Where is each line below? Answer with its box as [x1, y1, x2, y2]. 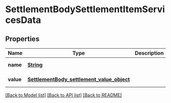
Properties [5, 35, 40, 43]
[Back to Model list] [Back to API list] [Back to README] [5, 92, 122, 98]
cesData [5, 14, 41, 26]
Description [134, 50, 164, 56]
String [27, 61, 43, 68]
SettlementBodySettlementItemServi [5, 4, 165, 15]
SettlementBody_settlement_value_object [27, 76, 130, 83]
